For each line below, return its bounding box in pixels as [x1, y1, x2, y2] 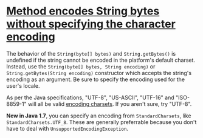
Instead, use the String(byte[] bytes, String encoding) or [6, 62, 156, 70]
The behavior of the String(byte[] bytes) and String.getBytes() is [6, 50, 176, 57]
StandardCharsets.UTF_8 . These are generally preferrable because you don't [6, 118, 197, 125]
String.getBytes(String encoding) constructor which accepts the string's [6, 69, 192, 76]
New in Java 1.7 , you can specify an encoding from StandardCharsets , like [6, 112, 191, 119]
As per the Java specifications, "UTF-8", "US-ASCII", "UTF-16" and [6, 94, 174, 101]
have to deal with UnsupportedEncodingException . [6, 125, 129, 132]
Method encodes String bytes [6, 4, 160, 18]
